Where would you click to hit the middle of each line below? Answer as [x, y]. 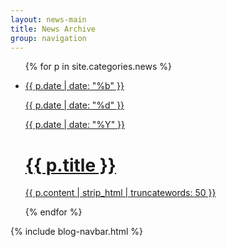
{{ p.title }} [70, 165]
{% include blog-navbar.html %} [77, 232]
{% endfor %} [53, 212]
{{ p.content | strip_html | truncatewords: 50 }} [120, 193]
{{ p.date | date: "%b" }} [74, 86]
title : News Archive [53, 29]
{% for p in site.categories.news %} [98, 67]
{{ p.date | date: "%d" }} [74, 105]
